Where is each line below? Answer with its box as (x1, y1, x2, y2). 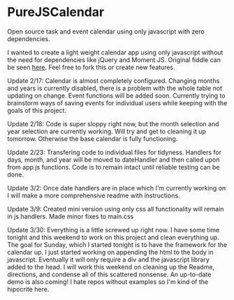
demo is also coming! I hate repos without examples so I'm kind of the (7, 277, 208, 286)
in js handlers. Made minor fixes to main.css (7, 212, 134, 220)
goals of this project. (7, 106, 66, 114)
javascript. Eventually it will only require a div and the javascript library (7, 255, 210, 264)
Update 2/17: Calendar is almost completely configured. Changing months (7, 76, 220, 84)
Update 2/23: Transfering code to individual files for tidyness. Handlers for (7, 148, 222, 156)
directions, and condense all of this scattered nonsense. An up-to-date (7, 270, 212, 278)
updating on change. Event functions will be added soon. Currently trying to (7, 91, 226, 100)
